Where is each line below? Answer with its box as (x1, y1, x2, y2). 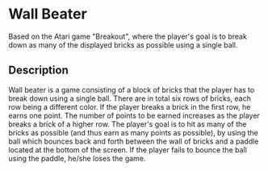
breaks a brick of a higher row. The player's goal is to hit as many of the (8, 119, 247, 129)
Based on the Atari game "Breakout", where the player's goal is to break (8, 31, 248, 41)
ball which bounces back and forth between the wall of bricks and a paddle (8, 136, 259, 146)
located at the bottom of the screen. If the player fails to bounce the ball (8, 144, 248, 154)
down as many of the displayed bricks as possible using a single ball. (8, 40, 238, 49)
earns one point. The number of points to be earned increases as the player (8, 111, 260, 120)
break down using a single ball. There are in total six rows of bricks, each (8, 94, 252, 103)
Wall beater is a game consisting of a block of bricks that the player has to (8, 85, 255, 94)
